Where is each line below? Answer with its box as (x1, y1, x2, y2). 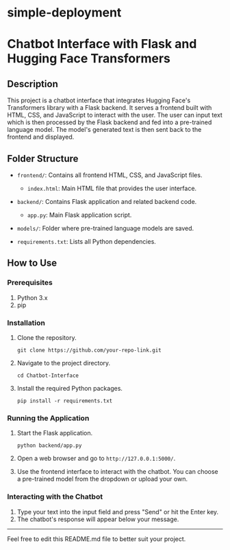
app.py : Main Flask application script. (27, 211, 132, 219)
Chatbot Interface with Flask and (7, 36, 197, 52)
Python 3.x (16, 293, 48, 301)
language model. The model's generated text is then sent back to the (7, 126, 202, 134)
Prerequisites (7, 278, 53, 288)
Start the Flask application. (16, 429, 93, 437)
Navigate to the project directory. (16, 358, 111, 367)
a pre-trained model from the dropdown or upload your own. (16, 475, 188, 483)
